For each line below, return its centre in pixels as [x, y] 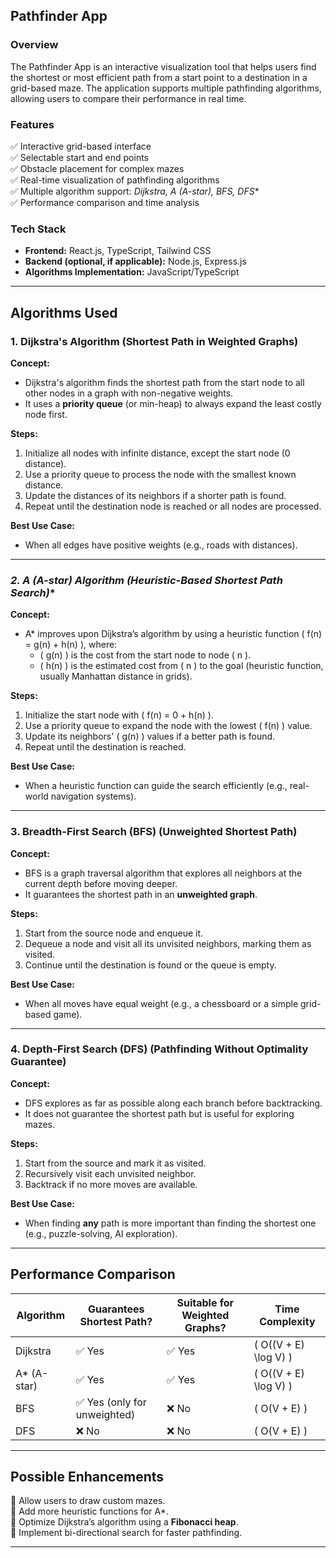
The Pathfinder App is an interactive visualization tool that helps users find [163, 66]
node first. [46, 414]
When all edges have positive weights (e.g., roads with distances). [161, 545]
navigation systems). [93, 796]
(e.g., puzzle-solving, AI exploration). [101, 1233]
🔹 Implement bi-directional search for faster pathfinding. [126, 1533]
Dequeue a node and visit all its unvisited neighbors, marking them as [168, 943]
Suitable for [205, 1302]
